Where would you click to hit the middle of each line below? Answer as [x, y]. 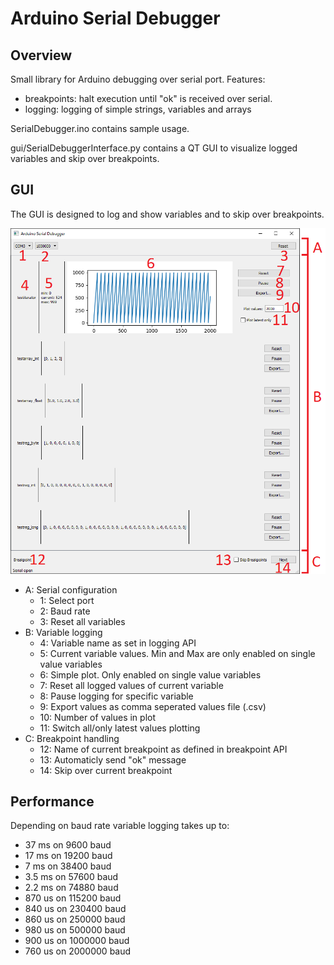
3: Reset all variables [82, 621]
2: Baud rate [65, 611]
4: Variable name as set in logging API [118, 643]
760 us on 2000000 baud [78, 951]
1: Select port [67, 600]
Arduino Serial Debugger [115, 18]
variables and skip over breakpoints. [85, 158]
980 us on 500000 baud [75, 930]
